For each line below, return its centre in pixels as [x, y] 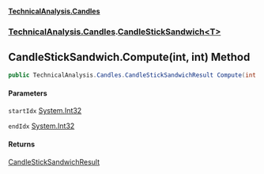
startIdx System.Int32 [45, 111]
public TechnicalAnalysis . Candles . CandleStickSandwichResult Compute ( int [132, 75]
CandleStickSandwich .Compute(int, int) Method [129, 57]
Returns [22, 144]
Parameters [28, 93]
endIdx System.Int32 [41, 126]
